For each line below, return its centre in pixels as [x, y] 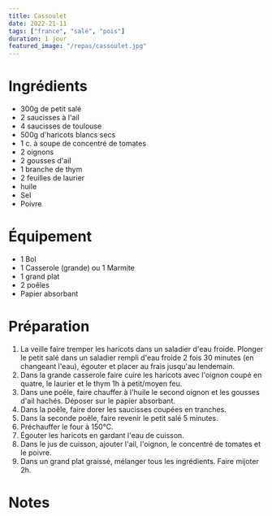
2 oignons [37, 152]
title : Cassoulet [38, 16]
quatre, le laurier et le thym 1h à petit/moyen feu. [101, 384]
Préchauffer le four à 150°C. [67, 427]
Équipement [50, 237]
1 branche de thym [51, 169]
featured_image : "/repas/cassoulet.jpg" [78, 46]
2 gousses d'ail [45, 161]
